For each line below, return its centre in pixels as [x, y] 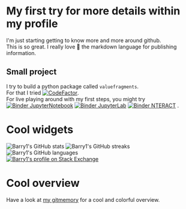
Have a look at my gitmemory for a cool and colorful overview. [83, 199]
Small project [31, 72]
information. [21, 53]
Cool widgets [40, 129]
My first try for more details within [93, 11]
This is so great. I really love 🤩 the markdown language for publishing [91, 47]
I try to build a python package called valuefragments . [73, 86]
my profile [32, 24]
